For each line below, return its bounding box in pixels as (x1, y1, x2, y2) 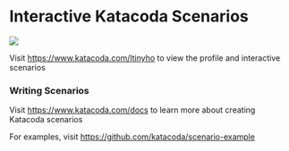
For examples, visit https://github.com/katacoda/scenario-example (9, 131, 255, 142)
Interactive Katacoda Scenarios (9, 6, 249, 27)
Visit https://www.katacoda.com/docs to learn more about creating (9, 105, 256, 115)
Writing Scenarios (9, 84, 89, 96)
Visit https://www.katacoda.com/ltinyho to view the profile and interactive (9, 52, 281, 63)
